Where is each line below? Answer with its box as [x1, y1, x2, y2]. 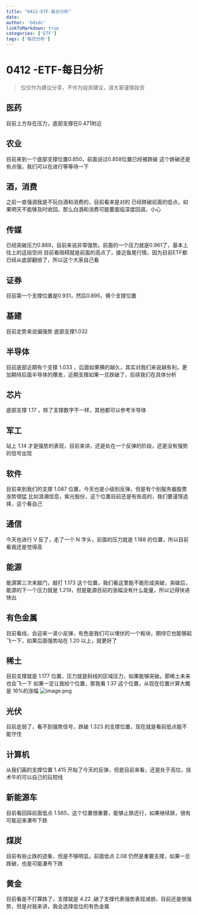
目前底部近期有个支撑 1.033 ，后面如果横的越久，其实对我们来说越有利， [6, 364, 183, 371]
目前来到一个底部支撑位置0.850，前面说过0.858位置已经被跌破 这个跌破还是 [6, 155, 190, 162]
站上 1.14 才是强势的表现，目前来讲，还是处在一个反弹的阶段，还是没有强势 [6, 442, 189, 449]
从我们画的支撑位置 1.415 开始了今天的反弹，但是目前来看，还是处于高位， [6, 766, 187, 773]
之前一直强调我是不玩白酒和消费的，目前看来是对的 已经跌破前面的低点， [6, 198, 183, 205]
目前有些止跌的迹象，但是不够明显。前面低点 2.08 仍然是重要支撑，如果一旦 [6, 852, 190, 860]
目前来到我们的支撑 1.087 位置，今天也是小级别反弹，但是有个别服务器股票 [6, 485, 187, 493]
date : [6, 14, 19, 20]
